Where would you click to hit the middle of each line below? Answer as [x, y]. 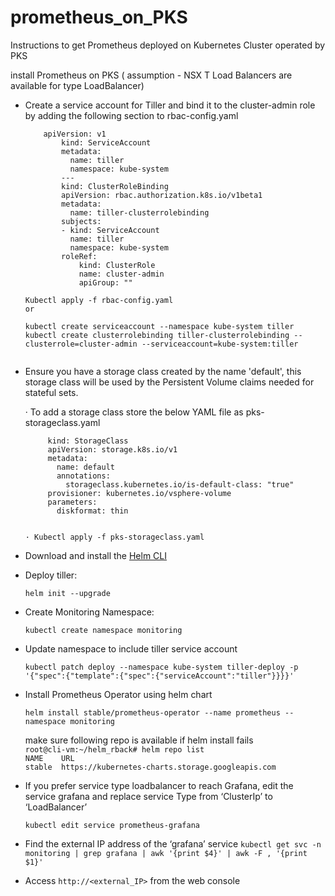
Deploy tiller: [51, 575]
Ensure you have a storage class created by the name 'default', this [163, 371]
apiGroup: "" [105, 282]
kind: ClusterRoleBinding [115, 186]
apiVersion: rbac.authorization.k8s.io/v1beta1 [162, 195]
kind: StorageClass [88, 441]
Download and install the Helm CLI [96, 555]
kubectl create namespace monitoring [103, 630]
